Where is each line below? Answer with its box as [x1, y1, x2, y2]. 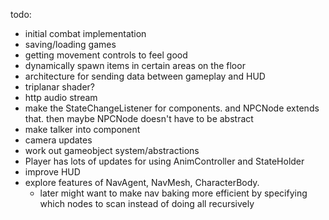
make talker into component [24, 124, 141, 135]
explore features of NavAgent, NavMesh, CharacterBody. [24, 177, 260, 188]
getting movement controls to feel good [24, 49, 188, 61]
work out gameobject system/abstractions [24, 145, 200, 156]
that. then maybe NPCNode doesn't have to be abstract [24, 113, 254, 124]
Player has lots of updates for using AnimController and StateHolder [24, 155, 305, 167]
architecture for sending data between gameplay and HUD [24, 70, 266, 82]
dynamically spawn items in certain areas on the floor [24, 60, 246, 71]
